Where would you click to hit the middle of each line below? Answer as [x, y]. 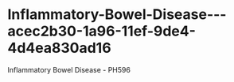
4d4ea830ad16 [60, 48]
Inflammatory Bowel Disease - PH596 [69, 69]
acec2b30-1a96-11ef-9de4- [102, 31]
